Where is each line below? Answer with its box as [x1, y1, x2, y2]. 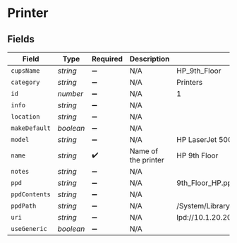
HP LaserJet [176, 135, 217, 144]
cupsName [11, 67, 40, 75]
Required [91, 54, 123, 64]
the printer [129, 155, 164, 165]
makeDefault [11, 124, 51, 132]
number [57, 89, 84, 98]
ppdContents [11, 191, 51, 198]
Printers [176, 78, 203, 87]
